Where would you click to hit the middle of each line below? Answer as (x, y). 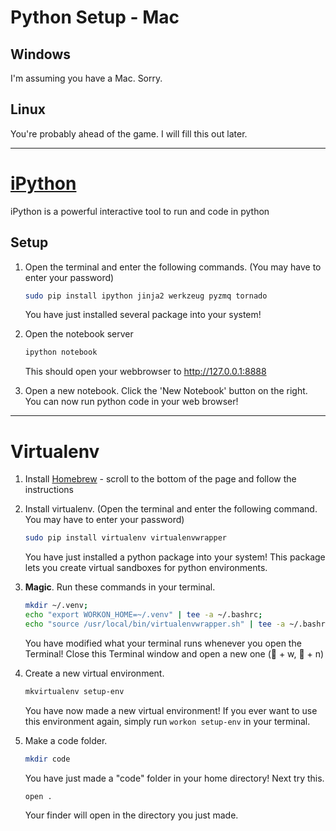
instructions (49, 490)
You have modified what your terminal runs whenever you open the (163, 643)
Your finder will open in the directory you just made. (131, 815)
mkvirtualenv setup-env (74, 691)
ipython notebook (61, 352)
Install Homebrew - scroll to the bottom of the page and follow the (160, 479)
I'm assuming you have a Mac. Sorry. (86, 78)
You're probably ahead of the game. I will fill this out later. (129, 133)
